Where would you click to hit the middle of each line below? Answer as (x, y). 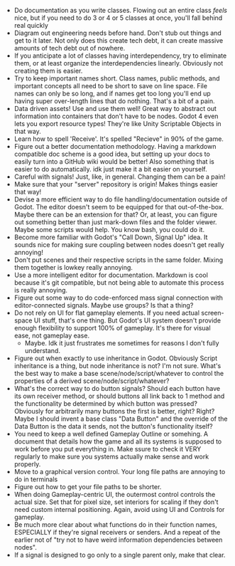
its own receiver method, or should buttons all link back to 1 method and (119, 396)
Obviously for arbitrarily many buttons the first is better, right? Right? (114, 411)
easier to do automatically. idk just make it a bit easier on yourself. (110, 169)
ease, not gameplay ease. (52, 335)
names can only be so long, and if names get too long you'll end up (112, 93)
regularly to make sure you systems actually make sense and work (111, 456)
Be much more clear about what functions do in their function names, (116, 525)
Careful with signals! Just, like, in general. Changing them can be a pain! (120, 177)
